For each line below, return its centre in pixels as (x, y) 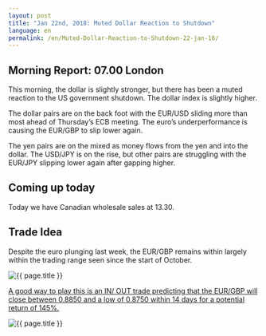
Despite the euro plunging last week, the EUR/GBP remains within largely (127, 251)
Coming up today (52, 188)
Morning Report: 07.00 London (86, 70)
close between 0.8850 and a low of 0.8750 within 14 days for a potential (127, 299)
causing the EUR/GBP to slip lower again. (76, 130)
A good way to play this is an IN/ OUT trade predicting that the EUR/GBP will (133, 291)
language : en (30, 30)
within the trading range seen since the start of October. (100, 259)
